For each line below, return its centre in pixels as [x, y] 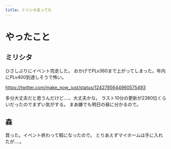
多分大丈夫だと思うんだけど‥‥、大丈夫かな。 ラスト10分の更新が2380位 [81, 98]
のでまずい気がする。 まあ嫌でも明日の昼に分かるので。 [82, 104]
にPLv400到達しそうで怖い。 [36, 77]
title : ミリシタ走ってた [29, 10]
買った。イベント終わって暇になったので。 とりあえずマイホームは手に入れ [84, 135]
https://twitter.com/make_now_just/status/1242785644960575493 [76, 87]
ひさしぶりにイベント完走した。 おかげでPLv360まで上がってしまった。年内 [85, 71]
